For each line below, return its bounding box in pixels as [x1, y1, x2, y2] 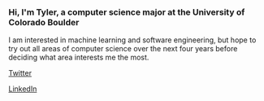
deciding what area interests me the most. [8, 52, 149, 63]
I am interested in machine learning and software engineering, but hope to [8, 35, 257, 45]
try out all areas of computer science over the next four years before [8, 44, 238, 54]
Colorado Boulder [8, 16, 80, 28]
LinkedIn [8, 84, 37, 94]
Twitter [8, 68, 32, 78]
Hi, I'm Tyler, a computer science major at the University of [8, 7, 245, 18]
